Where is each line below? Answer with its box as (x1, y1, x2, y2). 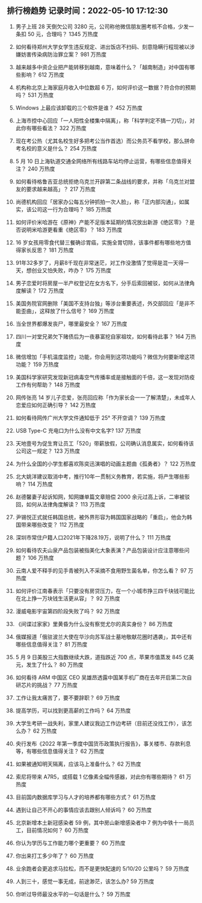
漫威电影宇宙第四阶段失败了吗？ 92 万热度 (15, 607, 120, 615)
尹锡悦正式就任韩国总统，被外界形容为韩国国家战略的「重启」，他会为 (15, 514, 187, 521)
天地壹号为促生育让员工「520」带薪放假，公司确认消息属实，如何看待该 (15, 439, 194, 447)
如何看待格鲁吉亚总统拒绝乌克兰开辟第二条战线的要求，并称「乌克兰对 (15, 178, 190, 185)
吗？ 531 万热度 (15, 91, 54, 98)
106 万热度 (27, 554, 54, 561)
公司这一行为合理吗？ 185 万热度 (31, 205, 112, 213)
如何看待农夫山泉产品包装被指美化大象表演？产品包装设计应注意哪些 (15, 547, 185, 554)
